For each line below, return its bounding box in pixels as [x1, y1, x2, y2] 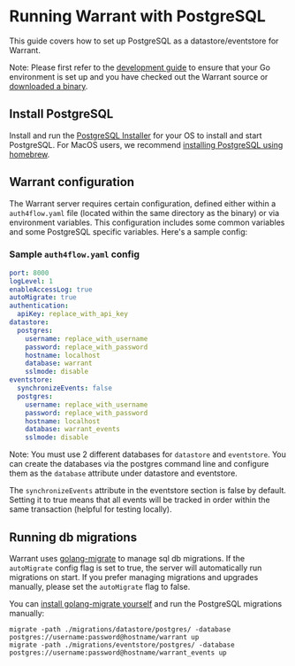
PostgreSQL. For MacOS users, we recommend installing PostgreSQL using [9, 139, 284, 150]
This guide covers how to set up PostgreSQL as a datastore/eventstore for [9, 35, 279, 46]
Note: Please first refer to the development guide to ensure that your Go [9, 62, 271, 73]
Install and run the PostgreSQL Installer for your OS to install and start [9, 130, 262, 141]
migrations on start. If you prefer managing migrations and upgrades [9, 572, 259, 583]
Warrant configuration [9, 174, 135, 190]
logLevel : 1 [9, 276, 53, 285]
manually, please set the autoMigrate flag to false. [9, 582, 191, 592]
